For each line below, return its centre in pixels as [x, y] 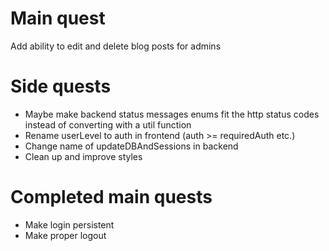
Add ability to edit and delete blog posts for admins [116, 46]
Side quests [61, 86]
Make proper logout [65, 235]
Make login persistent [69, 224]
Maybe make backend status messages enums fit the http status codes [172, 114]
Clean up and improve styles [83, 156]
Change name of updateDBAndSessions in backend [131, 146]
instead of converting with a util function [108, 124]
